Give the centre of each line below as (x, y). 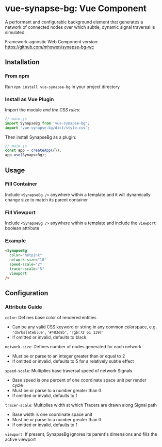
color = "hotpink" (26, 255)
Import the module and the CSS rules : (43, 109)
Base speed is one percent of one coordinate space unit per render (79, 380)
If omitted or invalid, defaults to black (49, 337)
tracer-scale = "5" (27, 269)
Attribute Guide (24, 307)
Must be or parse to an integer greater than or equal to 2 (68, 356)
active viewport (21, 439)
